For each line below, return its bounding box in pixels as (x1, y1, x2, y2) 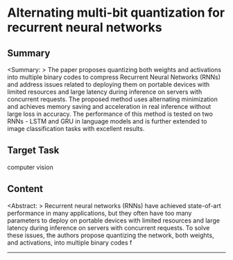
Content (7, 183, 44, 195)
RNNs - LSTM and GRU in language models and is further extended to (7, 117, 207, 125)
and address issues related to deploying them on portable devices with (7, 80, 210, 88)
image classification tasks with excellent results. (7, 125, 145, 132)
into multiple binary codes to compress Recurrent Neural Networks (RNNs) (7, 73, 221, 81)
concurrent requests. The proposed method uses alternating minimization (7, 95, 218, 103)
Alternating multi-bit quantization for (7, 5, 225, 21)
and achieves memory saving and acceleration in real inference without (7, 103, 212, 110)
